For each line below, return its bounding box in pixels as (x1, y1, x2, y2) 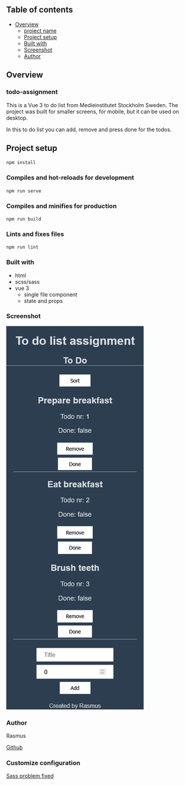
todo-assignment (6, 88, 58, 96)
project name (23, 27, 57, 34)
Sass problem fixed (6, 772, 54, 780)
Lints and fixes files (6, 230, 65, 238)
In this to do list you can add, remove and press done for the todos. (6, 126, 172, 133)
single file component (23, 290, 78, 298)
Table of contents (6, 5, 73, 15)
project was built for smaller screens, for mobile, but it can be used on (6, 108, 180, 115)
